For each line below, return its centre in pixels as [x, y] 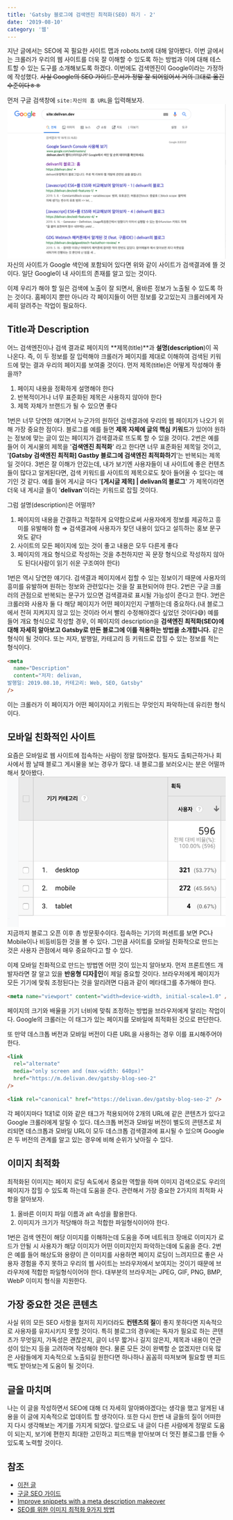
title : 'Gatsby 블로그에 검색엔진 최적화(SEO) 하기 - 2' [81, 15]
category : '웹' [28, 29]
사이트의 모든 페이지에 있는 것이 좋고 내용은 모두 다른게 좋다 [98, 545]
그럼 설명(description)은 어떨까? [51, 504]
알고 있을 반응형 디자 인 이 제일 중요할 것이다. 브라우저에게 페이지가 [129, 973]
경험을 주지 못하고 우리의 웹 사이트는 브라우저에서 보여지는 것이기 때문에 [117, 1263]
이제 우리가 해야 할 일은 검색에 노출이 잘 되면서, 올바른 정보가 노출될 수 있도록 [112, 288]
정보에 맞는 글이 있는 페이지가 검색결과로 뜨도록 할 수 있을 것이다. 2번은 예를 [117, 438]
